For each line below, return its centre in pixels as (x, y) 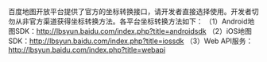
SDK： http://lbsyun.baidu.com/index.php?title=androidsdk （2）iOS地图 (133, 31)
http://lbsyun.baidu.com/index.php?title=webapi (87, 50)
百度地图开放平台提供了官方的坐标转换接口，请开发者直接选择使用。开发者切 (133, 11)
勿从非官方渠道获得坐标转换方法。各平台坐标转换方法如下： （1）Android (128, 21)
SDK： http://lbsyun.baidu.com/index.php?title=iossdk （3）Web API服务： (131, 41)
